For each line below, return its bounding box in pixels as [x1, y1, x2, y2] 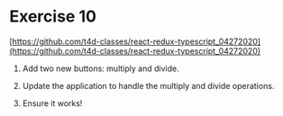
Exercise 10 [9, 6, 97, 27]
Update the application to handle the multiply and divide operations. [22, 80, 275, 91]
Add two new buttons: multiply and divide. [22, 63, 179, 74]
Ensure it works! [22, 97, 83, 109]
